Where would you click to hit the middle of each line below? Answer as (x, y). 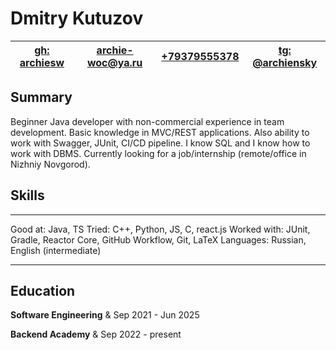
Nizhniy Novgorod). (50, 164)
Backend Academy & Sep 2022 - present (96, 334)
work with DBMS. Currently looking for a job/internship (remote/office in (158, 153)
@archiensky (285, 62)
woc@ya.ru (114, 62)
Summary (41, 97)
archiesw (42, 62)
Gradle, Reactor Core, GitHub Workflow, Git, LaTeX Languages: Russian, (158, 239)
